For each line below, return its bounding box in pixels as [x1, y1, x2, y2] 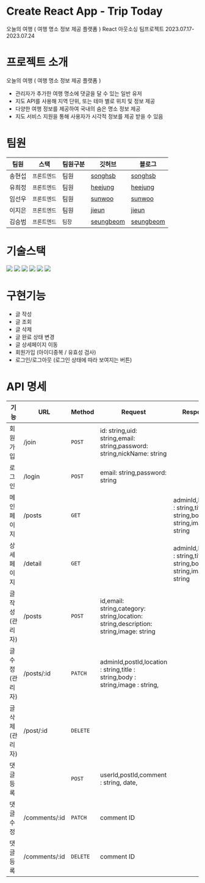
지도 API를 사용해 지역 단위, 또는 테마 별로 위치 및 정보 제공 [15, 97, 156, 104]
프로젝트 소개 [6, 56, 68, 70]
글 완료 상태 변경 [15, 333, 55, 340]
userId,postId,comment [99, 771, 167, 779]
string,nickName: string [99, 449, 167, 457]
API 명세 [6, 380, 47, 393]
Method [71, 407, 95, 416]
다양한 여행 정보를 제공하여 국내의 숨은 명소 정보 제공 [15, 105, 141, 112]
